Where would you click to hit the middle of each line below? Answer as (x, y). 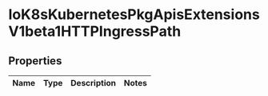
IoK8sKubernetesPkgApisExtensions (134, 15)
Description (93, 83)
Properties (35, 61)
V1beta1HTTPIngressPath (95, 31)
